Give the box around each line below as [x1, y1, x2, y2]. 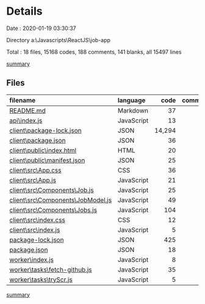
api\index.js [9, 116, 43, 125]
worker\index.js [9, 255, 54, 264]
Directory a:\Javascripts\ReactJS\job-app [6, 36, 111, 43]
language [117, 96, 146, 105]
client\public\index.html [9, 146, 77, 154]
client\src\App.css [9, 166, 62, 174]
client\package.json [9, 136, 66, 144]
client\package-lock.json [9, 126, 82, 135]
